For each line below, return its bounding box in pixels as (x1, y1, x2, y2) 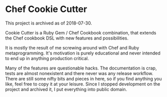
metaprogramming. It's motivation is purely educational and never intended (5, 50, 160, 56)
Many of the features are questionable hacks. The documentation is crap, (5, 65, 157, 71)
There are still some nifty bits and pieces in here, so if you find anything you (5, 75, 162, 81)
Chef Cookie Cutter (5, 3, 87, 15)
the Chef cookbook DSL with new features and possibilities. (5, 35, 129, 41)
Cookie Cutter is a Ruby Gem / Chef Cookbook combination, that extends (5, 29, 156, 35)
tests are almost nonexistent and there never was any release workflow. (5, 70, 153, 76)
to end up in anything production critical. (5, 55, 89, 61)
